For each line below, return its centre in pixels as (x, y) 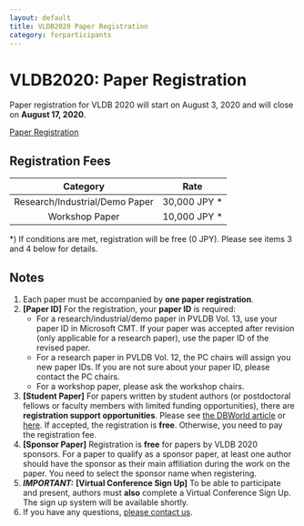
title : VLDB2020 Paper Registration (79, 26)
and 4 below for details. (54, 249)
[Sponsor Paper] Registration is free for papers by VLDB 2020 (140, 444)
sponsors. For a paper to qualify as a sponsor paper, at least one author (157, 454)
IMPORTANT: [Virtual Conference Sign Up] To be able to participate (152, 482)
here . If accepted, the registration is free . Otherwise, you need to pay (152, 425)
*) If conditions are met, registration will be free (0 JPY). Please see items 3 (151, 239)
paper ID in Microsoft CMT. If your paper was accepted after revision (165, 328)
